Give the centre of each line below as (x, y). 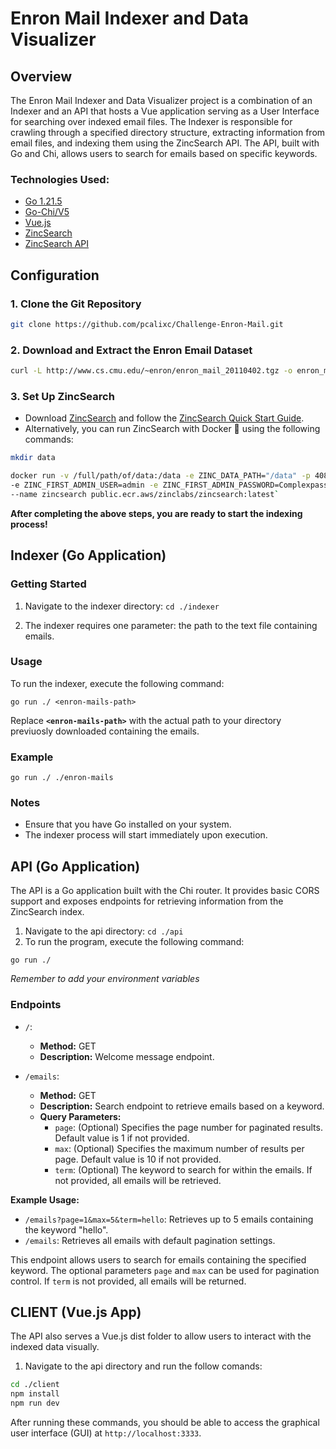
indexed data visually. (55, 1347)
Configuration (55, 275)
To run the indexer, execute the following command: (117, 683)
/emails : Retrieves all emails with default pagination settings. (150, 1240)
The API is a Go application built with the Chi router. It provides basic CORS (165, 891)
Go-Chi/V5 (47, 212)
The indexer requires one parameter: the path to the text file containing (171, 625)
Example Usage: (45, 1199)
